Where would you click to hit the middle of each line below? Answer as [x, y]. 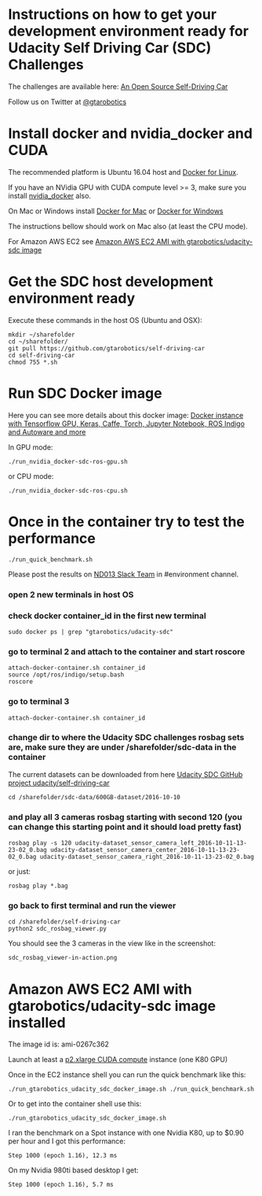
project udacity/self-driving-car [59, 783]
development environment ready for [129, 31]
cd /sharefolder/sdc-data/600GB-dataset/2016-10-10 [94, 797]
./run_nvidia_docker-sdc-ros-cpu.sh [68, 491]
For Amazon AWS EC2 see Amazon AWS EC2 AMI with [96, 241]
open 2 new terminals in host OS [71, 594]
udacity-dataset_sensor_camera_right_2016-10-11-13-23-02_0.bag [147, 857]
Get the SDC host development [111, 282]
